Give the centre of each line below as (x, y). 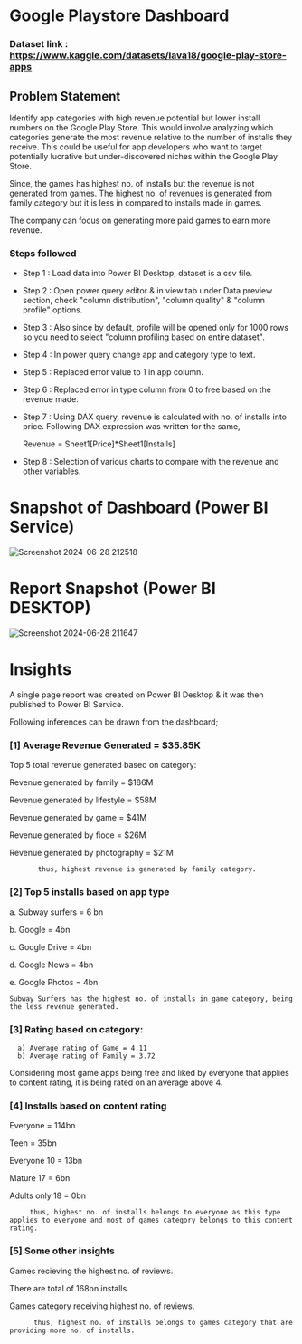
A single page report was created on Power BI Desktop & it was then (137, 695)
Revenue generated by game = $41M (78, 818)
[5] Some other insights (62, 1251)
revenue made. (51, 399)
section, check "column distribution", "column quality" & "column (143, 301)
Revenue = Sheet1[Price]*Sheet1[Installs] (99, 444)
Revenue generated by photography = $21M (91, 853)
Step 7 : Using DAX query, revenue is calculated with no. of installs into (155, 417)
